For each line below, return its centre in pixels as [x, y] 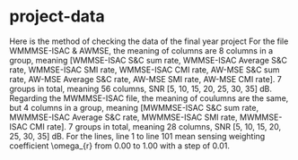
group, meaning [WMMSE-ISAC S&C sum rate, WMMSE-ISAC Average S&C [149, 60]
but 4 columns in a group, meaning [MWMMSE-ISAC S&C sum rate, [134, 107]
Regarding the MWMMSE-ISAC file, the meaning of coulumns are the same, [149, 98]
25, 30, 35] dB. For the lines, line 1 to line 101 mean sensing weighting [137, 136]
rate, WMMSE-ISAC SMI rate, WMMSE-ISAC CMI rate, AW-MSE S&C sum [145, 70]
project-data [57, 17]
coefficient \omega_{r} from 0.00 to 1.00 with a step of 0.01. [120, 146]
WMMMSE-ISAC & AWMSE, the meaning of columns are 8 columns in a [141, 50]
